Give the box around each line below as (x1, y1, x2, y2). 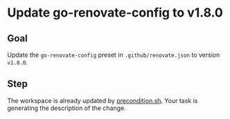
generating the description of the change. (7, 104, 126, 112)
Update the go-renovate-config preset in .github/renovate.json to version (7, 51, 220, 59)
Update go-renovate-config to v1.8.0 (7, 5, 223, 21)
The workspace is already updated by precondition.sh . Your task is (7, 96, 198, 104)
